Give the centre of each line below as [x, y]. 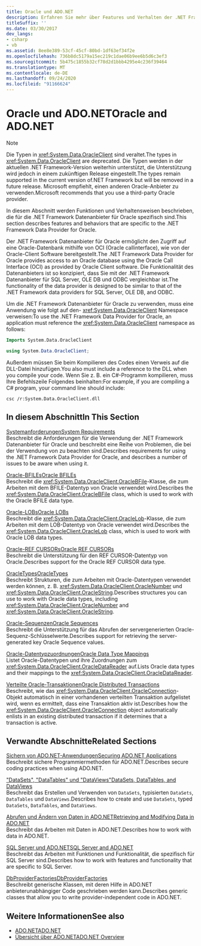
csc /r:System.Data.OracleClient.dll [53, 399]
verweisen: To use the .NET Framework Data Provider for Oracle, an [89, 316]
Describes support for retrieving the [114, 635]
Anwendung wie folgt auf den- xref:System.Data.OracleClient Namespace [97, 310]
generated [19, 642]
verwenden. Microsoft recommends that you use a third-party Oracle [91, 193]
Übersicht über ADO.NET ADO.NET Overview [69, 937]
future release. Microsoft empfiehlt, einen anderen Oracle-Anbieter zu [92, 186]
